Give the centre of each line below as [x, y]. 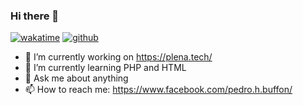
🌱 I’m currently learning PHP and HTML [105, 68]
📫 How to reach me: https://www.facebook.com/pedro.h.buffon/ [158, 90]
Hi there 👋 [35, 16]
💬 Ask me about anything [76, 78]
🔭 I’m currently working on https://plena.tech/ [118, 57]
